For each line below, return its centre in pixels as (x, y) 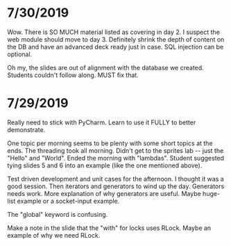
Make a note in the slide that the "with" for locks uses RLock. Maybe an (109, 228)
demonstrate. (26, 129)
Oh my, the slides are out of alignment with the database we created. (106, 67)
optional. (20, 54)
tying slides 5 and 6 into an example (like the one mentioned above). (105, 165)
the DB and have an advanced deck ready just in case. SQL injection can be (115, 47)
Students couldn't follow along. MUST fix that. (73, 75)
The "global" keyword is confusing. (58, 214)
